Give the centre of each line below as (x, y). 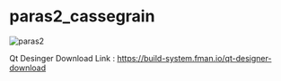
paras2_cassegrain (82, 16)
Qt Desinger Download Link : (62, 58)
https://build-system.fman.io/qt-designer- (194, 58)
